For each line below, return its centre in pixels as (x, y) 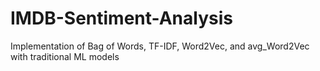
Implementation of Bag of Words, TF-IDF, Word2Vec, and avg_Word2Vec (160, 46)
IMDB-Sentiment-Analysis (121, 18)
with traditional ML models (65, 56)
